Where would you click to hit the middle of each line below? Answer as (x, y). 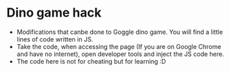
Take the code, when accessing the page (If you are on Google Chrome (119, 46)
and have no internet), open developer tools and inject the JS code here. (120, 54)
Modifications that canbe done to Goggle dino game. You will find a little (120, 32)
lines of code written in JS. (55, 39)
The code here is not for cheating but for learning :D (91, 61)
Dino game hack (54, 13)
